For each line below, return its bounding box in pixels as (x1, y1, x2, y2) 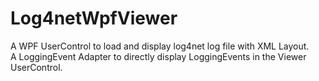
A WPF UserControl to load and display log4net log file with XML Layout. (10, 40, 310, 52)
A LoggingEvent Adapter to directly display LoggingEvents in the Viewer (10, 50, 307, 62)
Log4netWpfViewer (10, 7, 178, 30)
